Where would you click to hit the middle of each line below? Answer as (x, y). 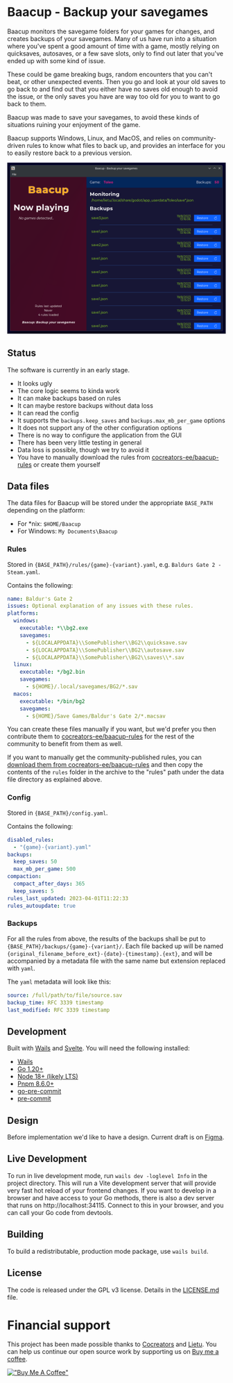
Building (25, 1235)
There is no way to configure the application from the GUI (100, 435)
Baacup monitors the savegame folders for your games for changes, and (111, 31)
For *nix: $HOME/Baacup (49, 524)
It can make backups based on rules (69, 398)
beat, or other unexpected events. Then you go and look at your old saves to (116, 81)
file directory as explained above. (55, 779)
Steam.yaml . (24, 572)
